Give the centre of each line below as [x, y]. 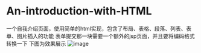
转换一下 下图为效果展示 [36, 43]
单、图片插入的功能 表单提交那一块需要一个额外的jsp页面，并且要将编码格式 [101, 36]
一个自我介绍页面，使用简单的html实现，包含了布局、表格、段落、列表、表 [99, 28]
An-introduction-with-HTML [79, 11]
